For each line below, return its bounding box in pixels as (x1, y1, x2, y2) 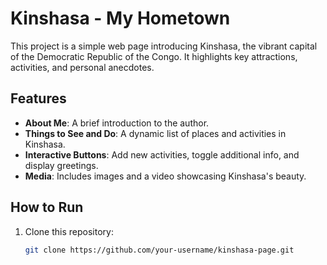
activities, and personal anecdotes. (10, 61, 155, 73)
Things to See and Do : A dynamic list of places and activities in (24, 127, 287, 139)
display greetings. (24, 159, 99, 171)
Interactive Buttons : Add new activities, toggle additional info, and (24, 148, 300, 161)
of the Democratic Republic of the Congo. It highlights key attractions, (10, 50, 298, 62)
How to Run (10, 199, 84, 216)
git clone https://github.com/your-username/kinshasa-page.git (24, 245, 295, 255)
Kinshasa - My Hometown (10, 7, 231, 30)
